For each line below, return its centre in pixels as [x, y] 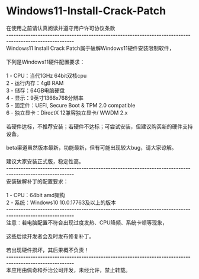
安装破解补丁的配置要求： [37, 181]
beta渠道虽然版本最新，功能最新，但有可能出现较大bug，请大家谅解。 [92, 147]
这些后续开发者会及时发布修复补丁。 [50, 236]
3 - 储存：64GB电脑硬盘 [36, 90]
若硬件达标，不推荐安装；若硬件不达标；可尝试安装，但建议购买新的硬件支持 [99, 126]
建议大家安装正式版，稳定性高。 [45, 161]
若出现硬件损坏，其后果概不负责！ [48, 250]
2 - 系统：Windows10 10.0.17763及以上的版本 [61, 202]
